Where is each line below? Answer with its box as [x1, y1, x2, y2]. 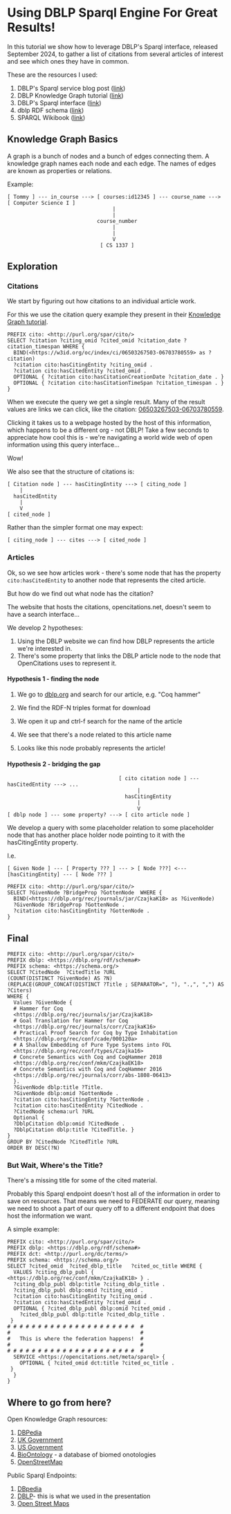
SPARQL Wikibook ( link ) [17, 113, 86, 122]
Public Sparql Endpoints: [7, 1471, 77, 1479]
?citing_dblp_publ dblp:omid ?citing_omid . [13, 1287, 144, 1294]
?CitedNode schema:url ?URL [13, 1108, 95, 1115]
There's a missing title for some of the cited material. [7, 1176, 158, 1184]
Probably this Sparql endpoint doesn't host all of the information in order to [7, 1189, 221, 1198]
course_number [96, 217, 138, 224]
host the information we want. [7, 1211, 93, 1220]
